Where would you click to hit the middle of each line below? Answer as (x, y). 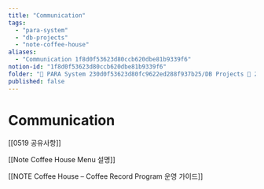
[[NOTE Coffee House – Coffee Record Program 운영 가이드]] (106, 176)
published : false (37, 81)
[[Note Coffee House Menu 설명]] (62, 160)
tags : (17, 23)
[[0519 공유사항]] (35, 143)
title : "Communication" (47, 15)
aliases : (22, 52)
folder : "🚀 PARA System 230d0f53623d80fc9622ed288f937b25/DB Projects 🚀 (130, 74)
